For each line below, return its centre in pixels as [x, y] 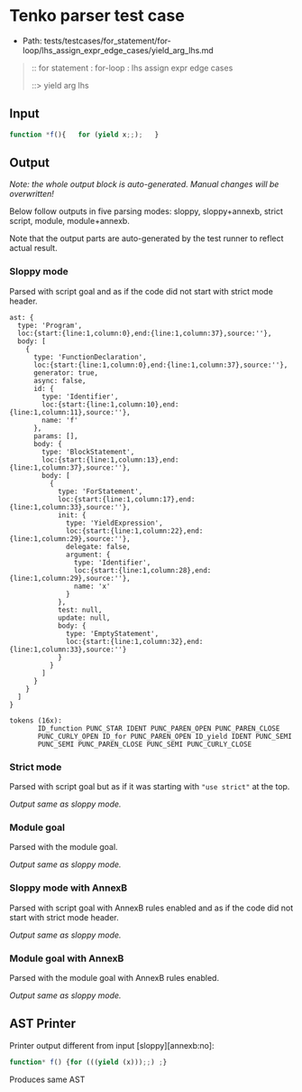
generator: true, [66, 373]
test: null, [80, 610]
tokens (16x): [36, 720]
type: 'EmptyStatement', [113, 633]
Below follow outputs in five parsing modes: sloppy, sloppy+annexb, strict [146, 211]
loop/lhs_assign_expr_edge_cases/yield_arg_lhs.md [118, 50]
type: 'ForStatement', [100, 491]
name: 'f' [60, 420]
